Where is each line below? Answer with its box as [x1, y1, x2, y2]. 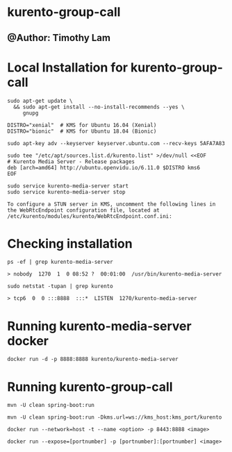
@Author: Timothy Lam [7, 32, 111, 44]
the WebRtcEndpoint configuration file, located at [7, 206, 160, 214]
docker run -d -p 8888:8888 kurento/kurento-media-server [7, 355, 179, 363]
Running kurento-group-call [7, 379, 173, 394]
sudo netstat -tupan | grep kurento [7, 283, 113, 290]
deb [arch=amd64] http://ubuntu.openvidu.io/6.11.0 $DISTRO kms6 [7, 164, 200, 171]
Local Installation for [7, 60, 129, 75]
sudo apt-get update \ [7, 97, 73, 104]
